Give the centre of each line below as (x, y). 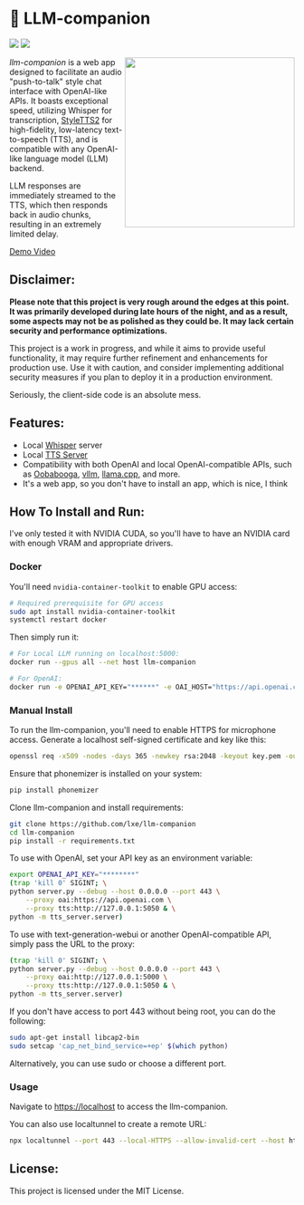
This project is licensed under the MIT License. (97, 1191)
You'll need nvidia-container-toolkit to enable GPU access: (123, 586)
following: (28, 1021)
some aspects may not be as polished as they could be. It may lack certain (152, 321)
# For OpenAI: (36, 679)
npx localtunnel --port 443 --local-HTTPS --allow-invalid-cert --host (147, 1141)
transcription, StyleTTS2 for (61, 120)
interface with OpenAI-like (58, 91)
